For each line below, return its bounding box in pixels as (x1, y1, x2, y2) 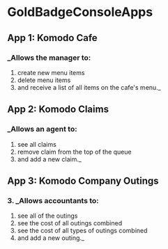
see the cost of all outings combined (17, 219, 123, 227)
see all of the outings (17, 211, 78, 220)
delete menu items (17, 76, 71, 84)
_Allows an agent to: (7, 124, 78, 134)
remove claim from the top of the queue (17, 147, 132, 156)
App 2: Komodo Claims (7, 104, 109, 115)
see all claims (17, 140, 57, 148)
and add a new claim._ (17, 154, 82, 163)
